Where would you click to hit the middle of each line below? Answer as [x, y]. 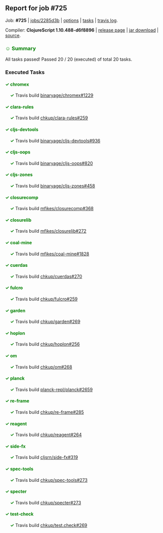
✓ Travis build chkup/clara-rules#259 [49, 118]
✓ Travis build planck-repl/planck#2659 [51, 389]
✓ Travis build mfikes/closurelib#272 [48, 231]
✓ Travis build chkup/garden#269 [45, 322]
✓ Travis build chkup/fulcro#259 [44, 299]
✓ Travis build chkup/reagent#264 [46, 435]
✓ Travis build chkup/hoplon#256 [45, 344]
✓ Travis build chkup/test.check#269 [49, 525]
